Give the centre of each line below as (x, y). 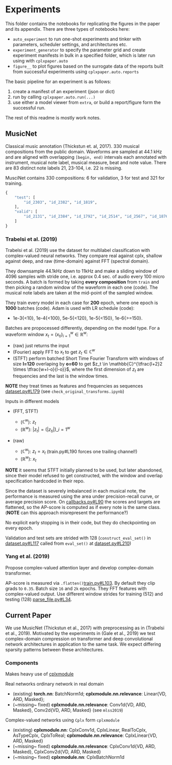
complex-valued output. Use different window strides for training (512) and (84, 594)
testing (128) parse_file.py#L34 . (39, 599)
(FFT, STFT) (25, 411)
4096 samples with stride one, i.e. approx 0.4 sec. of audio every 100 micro (85, 277)
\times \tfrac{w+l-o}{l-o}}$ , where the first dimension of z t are (78, 370)
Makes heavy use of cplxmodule (40, 674)
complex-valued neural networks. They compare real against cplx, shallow (84, 256)
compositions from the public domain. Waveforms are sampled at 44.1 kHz (84, 152)
